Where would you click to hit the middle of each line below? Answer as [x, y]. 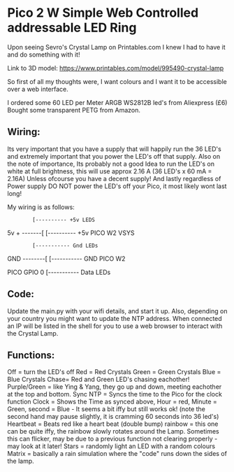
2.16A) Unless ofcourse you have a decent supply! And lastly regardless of [114, 178]
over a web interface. [38, 89]
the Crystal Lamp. [33, 333]
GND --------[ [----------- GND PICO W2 [66, 258]
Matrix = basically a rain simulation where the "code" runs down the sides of [117, 454]
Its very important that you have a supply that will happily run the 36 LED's [114, 149]
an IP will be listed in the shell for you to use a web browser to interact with [115, 326]
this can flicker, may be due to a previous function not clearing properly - [112, 439]
